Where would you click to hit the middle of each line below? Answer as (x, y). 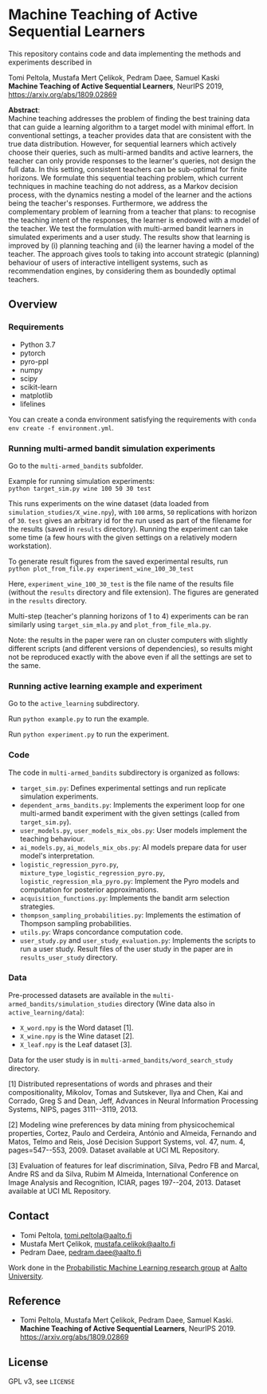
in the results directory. (48, 600)
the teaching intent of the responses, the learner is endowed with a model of (134, 220)
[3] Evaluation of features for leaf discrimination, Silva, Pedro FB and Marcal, (134, 1165)
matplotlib (36, 395)
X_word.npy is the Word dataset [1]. (77, 1027)
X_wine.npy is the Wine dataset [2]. (77, 1036)
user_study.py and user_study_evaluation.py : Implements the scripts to (138, 940)
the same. (25, 665)
